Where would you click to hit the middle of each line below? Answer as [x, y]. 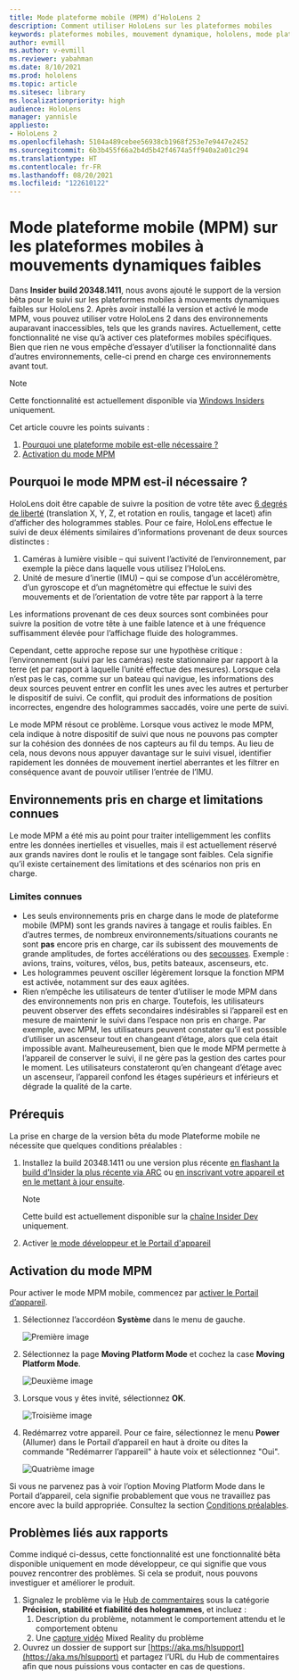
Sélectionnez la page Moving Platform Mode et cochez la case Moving [153, 1353]
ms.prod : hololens [43, 76]
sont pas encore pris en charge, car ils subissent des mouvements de [150, 944]
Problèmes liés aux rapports [89, 1533]
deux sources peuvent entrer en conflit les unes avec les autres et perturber [149, 688]
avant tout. [29, 366]
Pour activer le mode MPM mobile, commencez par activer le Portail [134, 1292]
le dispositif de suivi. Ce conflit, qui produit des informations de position [141, 698]
